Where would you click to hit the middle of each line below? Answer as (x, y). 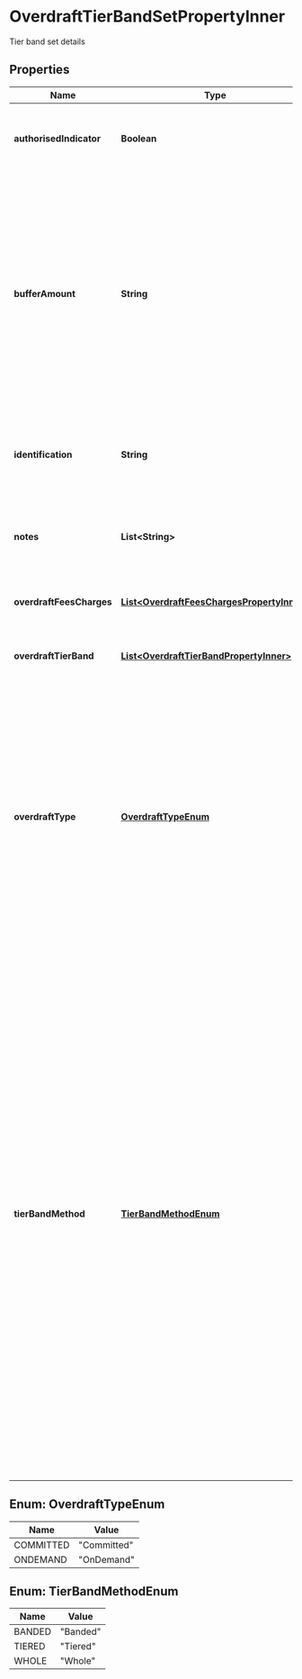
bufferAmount (45, 293)
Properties (40, 70)
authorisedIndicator (58, 139)
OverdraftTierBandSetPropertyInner (147, 17)
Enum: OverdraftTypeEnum (87, 1504)
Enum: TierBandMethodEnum (94, 1591)
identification (43, 454)
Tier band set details (47, 41)
